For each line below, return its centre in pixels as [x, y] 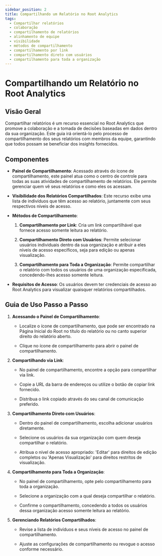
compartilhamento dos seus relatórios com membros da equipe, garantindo [81, 139]
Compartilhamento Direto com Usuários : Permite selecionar [80, 240]
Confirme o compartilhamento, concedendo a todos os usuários [83, 505]
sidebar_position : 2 [26, 9]
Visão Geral [23, 112]
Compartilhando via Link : [38, 360]
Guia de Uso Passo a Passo [47, 305]
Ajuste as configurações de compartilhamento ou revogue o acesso [87, 544]
